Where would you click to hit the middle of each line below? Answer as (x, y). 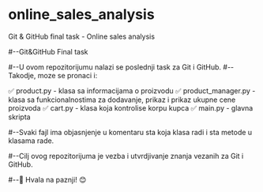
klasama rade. (31, 141)
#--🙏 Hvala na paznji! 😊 (47, 179)
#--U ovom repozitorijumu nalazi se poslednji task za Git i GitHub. (115, 67)
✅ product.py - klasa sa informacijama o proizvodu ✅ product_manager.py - (132, 90)
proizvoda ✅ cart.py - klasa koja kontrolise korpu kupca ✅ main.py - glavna (131, 107)
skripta (19, 117)
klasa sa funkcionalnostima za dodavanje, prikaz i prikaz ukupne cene (122, 100)
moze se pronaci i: (68, 75)
